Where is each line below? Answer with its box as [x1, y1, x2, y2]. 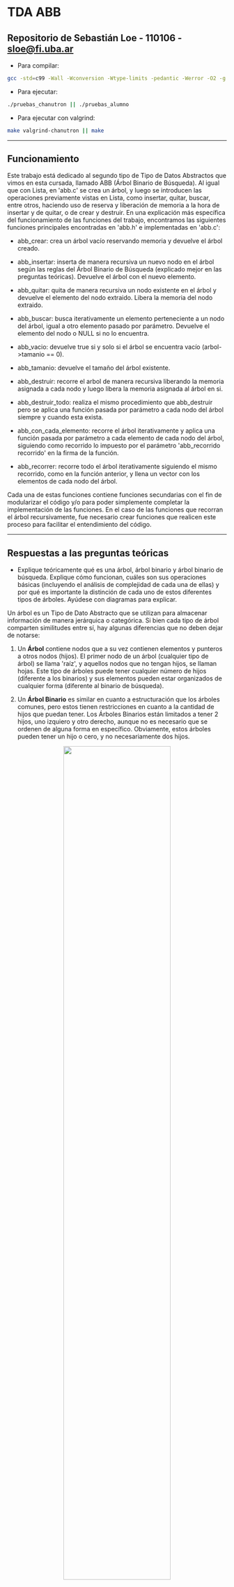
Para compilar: [17, 61, 59, 70]
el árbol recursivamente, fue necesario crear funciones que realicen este [7, 513, 217, 521]
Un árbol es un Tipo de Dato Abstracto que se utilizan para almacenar [7, 609, 208, 618]
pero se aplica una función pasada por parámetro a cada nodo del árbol [17, 405, 224, 414]
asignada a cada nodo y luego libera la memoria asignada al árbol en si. [17, 385, 224, 393]
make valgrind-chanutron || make [7, 127, 104, 134]
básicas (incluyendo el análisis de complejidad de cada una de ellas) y [17, 581, 219, 589]
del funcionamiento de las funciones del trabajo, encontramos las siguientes [7, 216, 226, 224]
